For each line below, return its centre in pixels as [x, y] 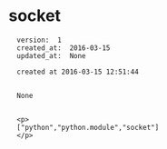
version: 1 [39, 40]
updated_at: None [52, 55]
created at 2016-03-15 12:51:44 [78, 72]
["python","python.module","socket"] [88, 127]
